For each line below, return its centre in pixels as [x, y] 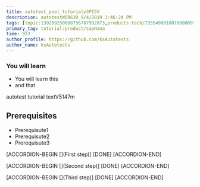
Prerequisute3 [32, 142]
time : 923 [18, 34]
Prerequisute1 [32, 130]
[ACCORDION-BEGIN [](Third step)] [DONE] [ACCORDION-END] [85, 177]
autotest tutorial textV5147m [41, 97]
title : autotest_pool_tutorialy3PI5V [53, 12]
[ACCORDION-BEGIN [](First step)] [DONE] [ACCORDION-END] [84, 154]
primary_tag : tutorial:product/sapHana [56, 28]
